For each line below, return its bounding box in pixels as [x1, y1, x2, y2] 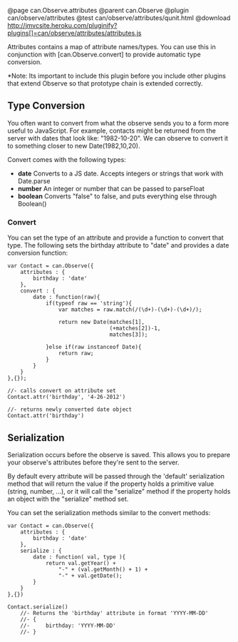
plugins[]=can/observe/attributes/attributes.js [7, 29, 142, 37]
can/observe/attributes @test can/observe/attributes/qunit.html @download [7, 14, 231, 22]
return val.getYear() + [45, 559, 116, 566]
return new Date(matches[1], [58, 319, 145, 326]
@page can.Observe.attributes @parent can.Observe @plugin [7, 6, 189, 14]
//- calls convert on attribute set [7, 387, 116, 394]
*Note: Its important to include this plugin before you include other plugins [7, 71, 227, 80]
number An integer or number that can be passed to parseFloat [17, 184, 205, 193]
